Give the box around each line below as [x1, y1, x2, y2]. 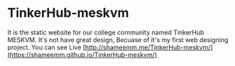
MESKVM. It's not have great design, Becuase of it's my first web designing [7, 35, 229, 44]
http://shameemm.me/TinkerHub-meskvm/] [84, 43, 213, 51]
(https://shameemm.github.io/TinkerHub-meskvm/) [7, 51, 158, 59]
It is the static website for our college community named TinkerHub [7, 28, 204, 37]
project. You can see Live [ [7, 43, 86, 51]
